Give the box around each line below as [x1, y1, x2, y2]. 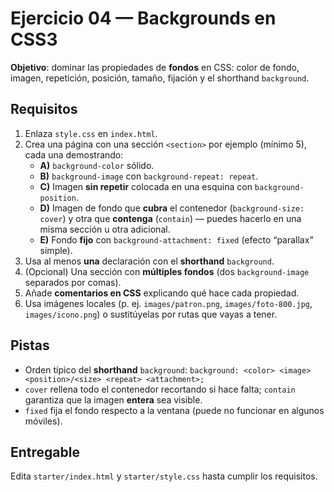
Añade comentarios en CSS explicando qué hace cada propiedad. [24, 287, 300, 299]
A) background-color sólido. [39, 159, 155, 171]
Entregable [10, 443, 80, 461]
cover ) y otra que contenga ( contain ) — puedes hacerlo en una [39, 212, 302, 224]
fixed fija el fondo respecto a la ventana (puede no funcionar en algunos [24, 404, 325, 416]
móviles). [24, 415, 63, 427]
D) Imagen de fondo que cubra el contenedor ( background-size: [39, 202, 305, 214]
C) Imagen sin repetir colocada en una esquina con [39, 180, 253, 192]
